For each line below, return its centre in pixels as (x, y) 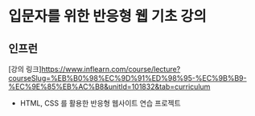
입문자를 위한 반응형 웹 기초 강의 (107, 16)
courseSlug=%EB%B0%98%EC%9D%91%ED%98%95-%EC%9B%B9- (127, 78)
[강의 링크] (25, 69)
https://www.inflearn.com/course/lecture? (111, 69)
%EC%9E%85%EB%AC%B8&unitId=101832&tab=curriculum (109, 86)
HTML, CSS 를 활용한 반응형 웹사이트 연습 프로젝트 (100, 103)
